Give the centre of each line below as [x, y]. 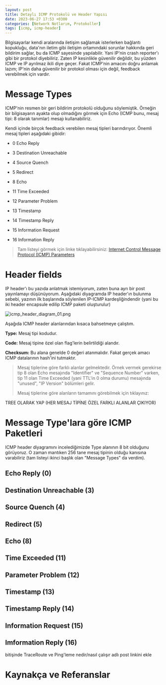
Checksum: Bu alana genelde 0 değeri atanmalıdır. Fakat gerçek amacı [78, 352]
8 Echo [20, 182]
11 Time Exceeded [31, 192]
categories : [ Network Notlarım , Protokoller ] [53, 24]
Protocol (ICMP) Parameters [46, 255]
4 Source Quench [30, 163]
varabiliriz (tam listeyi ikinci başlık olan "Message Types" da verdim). [75, 457]
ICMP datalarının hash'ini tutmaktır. [41, 358]
